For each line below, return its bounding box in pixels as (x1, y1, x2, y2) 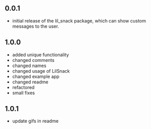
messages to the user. (12, 23, 59, 29)
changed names (12, 62, 47, 69)
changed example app (12, 73, 60, 79)
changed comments (12, 57, 55, 63)
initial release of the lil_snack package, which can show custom (12, 17, 146, 24)
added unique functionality (12, 51, 70, 58)
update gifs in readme (12, 118, 59, 124)
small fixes (12, 90, 35, 96)
